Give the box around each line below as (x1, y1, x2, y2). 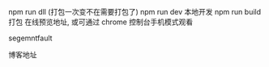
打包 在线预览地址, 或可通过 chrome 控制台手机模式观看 (8, 17, 193, 27)
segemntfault (8, 33, 53, 43)
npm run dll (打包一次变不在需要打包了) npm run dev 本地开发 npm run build (8, 7, 262, 16)
